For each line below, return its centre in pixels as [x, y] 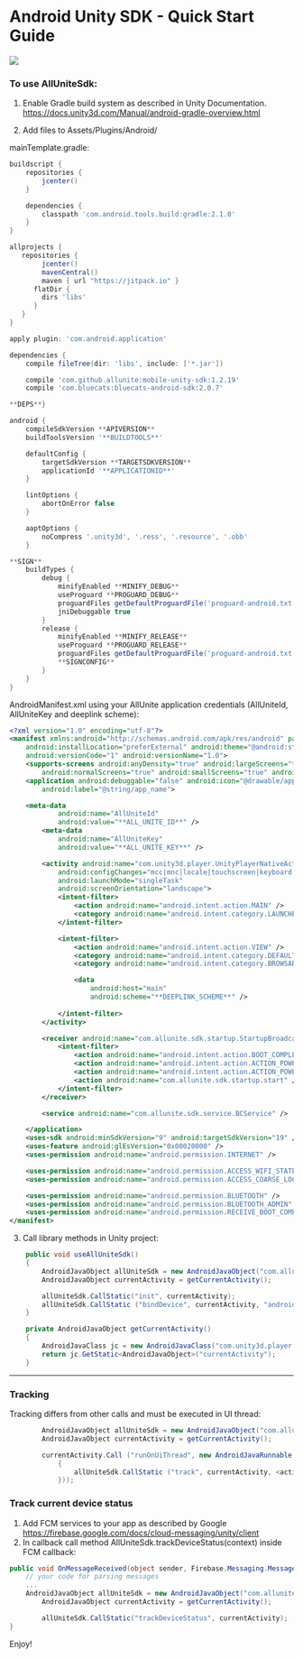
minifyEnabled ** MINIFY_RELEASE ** [122, 637]
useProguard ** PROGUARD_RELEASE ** [122, 645]
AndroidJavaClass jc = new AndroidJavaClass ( [129, 1346]
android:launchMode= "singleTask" [120, 880]
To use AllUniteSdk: [53, 83]
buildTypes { [50, 570]
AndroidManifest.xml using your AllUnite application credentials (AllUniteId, [149, 705]
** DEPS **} [28, 405]
